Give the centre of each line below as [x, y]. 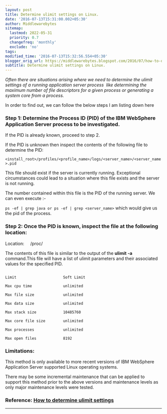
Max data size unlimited [44, 303]
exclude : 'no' [24, 47]
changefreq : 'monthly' [33, 42]
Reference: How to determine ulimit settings [60, 400]
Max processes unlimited [44, 330]
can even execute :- [26, 199]
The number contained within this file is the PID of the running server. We [80, 193]
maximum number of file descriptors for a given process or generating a [79, 90]
